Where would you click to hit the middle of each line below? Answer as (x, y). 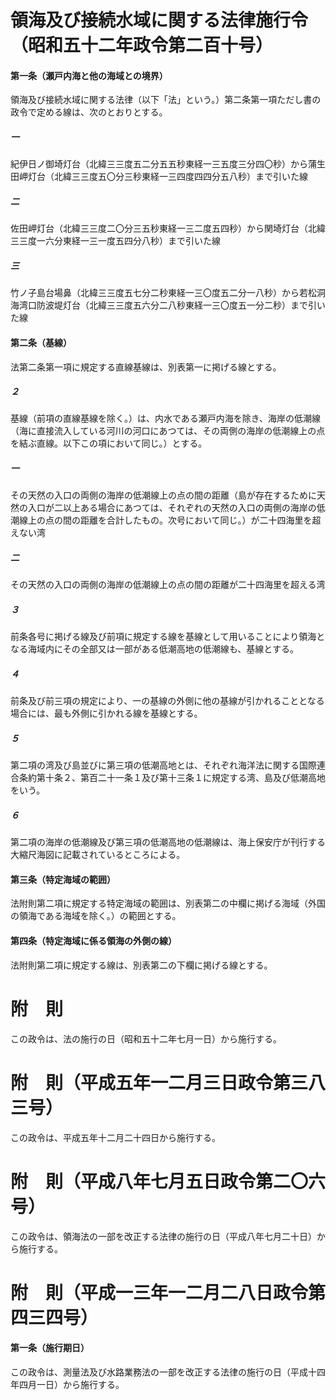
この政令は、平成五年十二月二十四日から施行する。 (115, 1137)
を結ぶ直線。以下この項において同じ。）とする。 (109, 443)
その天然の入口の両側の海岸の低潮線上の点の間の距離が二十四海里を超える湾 (168, 585)
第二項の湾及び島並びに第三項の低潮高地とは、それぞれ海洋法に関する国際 (163, 765)
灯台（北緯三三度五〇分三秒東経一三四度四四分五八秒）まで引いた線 (167, 177)
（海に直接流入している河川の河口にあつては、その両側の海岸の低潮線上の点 (168, 431)
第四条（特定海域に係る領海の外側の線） (93, 941)
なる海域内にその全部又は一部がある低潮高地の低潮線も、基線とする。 (154, 649)
